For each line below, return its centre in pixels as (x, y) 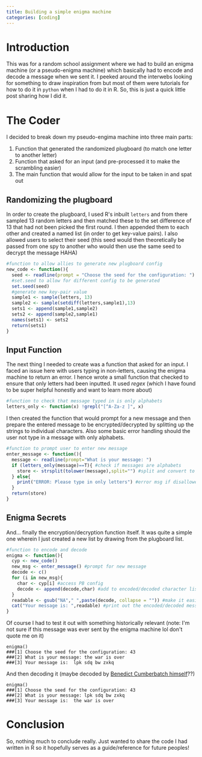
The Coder (33, 120)
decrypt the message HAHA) (42, 253)
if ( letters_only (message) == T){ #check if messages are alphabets (96, 465)
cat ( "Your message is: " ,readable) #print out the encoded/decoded (98, 606)
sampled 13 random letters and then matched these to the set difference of (99, 221)
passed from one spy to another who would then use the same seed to (94, 246)
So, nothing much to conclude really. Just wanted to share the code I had (97, 741)
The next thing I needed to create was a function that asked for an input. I (97, 364)
